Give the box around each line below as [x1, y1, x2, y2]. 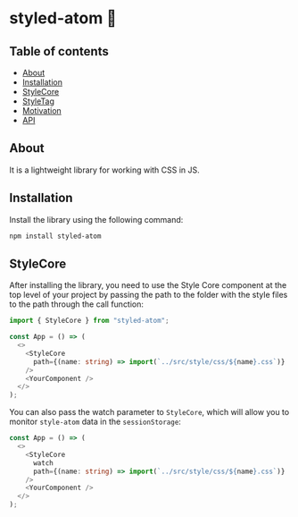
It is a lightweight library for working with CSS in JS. [9, 165, 201, 175]
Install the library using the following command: [9, 214, 184, 225]
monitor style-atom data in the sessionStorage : [9, 416, 181, 428]
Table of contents [9, 44, 109, 59]
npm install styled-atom [9, 232, 102, 241]
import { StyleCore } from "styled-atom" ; [9, 317, 170, 326]
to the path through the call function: [9, 299, 145, 309]
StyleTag [21, 96, 55, 106]
